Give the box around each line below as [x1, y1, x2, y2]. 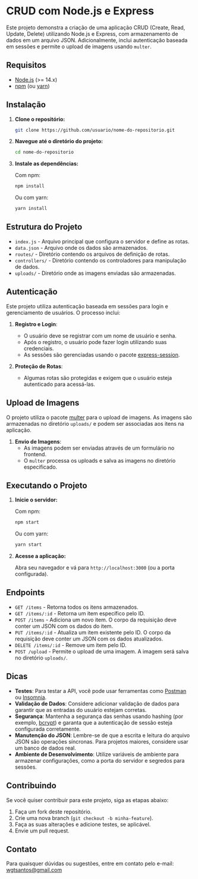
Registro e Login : [14, 320, 58, 327]
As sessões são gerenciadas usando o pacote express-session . [23, 351, 180, 358]
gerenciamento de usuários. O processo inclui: [6, 309, 121, 316]
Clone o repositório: [14, 115, 65, 123]
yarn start [14, 541, 42, 548]
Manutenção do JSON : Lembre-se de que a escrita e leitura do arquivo [14, 732, 190, 739]
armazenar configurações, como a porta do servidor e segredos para [14, 757, 185, 764]
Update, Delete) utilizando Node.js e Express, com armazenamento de [6, 30, 178, 37]
